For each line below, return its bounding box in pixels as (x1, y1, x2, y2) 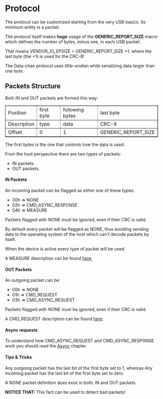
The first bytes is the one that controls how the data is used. (5, 142, 125, 147)
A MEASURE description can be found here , (5, 255, 93, 261)
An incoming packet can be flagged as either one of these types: (5, 187, 135, 193)
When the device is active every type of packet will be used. (5, 246, 126, 252)
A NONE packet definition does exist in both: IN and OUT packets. (5, 380, 137, 385)
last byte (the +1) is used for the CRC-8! (5, 53, 85, 59)
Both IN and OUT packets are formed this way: (5, 95, 98, 101)
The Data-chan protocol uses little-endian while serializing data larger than (5, 63, 155, 69)
